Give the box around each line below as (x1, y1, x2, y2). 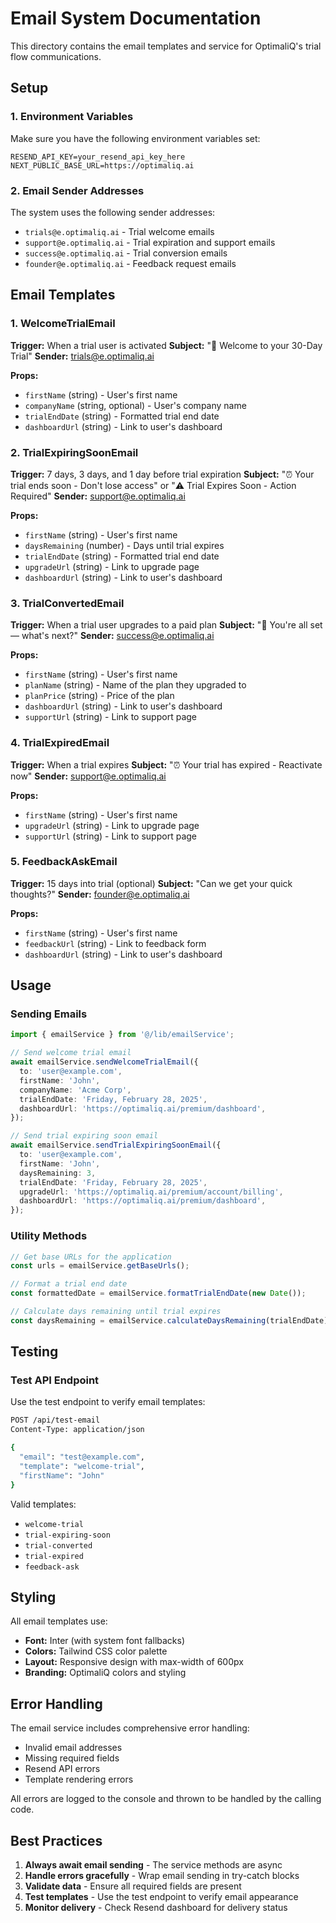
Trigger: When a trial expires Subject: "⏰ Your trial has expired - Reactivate (10, 758, 323, 771)
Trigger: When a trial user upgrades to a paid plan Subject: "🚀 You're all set (10, 619, 323, 631)
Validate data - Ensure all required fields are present (24, 1880, 242, 1892)
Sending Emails (10, 1007, 88, 1021)
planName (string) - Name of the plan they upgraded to (24, 679, 247, 691)
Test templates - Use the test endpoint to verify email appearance (24, 1891, 299, 1903)
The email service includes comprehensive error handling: (10, 1722, 250, 1734)
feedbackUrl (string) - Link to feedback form (24, 937, 207, 949)
